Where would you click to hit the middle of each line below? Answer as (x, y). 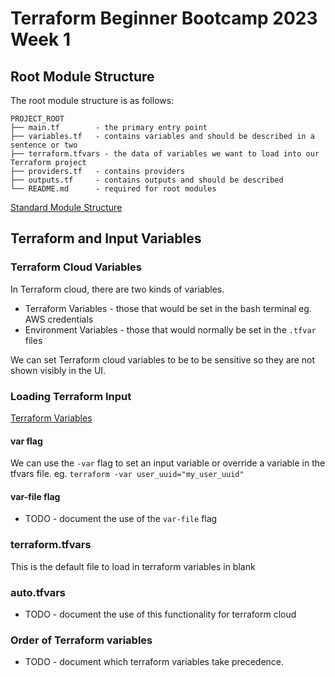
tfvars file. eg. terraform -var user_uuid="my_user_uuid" (127, 474)
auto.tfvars (38, 592)
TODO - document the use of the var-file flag (121, 519)
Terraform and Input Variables (106, 238)
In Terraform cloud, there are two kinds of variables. (117, 289)
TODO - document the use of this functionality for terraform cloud (160, 614)
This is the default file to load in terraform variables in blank (133, 566)
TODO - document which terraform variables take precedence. (154, 662)
